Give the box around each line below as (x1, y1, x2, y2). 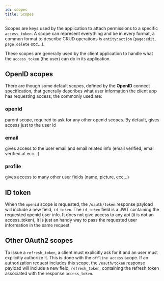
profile (5, 163, 21, 169)
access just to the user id (5, 122, 56, 128)
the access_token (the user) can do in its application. (5, 56, 111, 61)
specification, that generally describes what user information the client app (5, 88, 157, 94)
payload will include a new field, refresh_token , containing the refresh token (5, 265, 160, 271)
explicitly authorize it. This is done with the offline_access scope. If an (5, 254, 149, 260)
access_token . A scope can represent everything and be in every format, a (5, 30, 155, 36)
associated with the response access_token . (5, 270, 94, 276)
